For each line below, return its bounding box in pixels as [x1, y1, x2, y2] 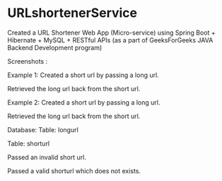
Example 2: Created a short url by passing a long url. [7, 98, 160, 107]
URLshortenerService [7, 5, 138, 21]
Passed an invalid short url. [7, 153, 86, 161]
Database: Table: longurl [7, 125, 79, 134]
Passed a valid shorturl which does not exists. [7, 166, 141, 175]
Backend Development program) [7, 43, 103, 52]
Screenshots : [7, 57, 48, 65]
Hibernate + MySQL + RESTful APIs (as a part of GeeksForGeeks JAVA [7, 35, 214, 44]
